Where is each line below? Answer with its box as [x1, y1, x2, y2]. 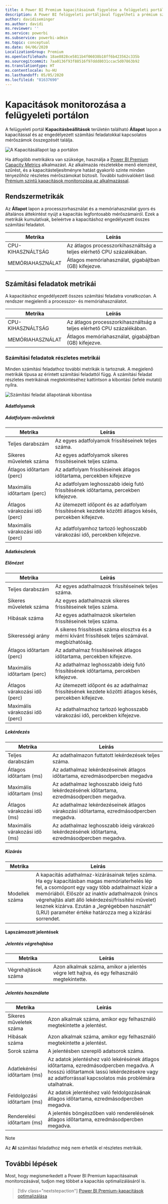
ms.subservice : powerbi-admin [5, 36, 68, 41]
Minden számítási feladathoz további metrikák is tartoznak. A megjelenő [5, 366, 153, 372]
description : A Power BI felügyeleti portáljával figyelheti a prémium [5, 12, 157, 17]
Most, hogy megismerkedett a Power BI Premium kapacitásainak [5, 1173, 138, 1179]
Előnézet [5, 560, 24, 566]
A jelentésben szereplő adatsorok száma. [47, 1047, 145, 1054]
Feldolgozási [7, 1092, 37, 1099]
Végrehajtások [7, 967, 41, 974]
